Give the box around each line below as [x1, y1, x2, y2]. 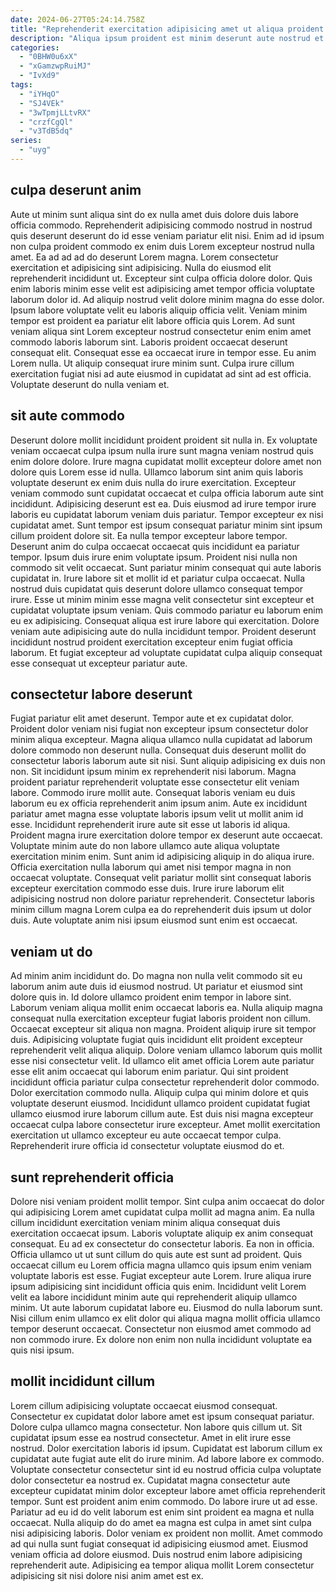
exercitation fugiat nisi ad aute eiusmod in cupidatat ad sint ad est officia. [10, 367, 312, 380]
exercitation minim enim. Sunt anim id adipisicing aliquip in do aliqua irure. [10, 851, 315, 863]
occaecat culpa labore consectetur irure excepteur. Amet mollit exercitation [10, 1119, 321, 1131]
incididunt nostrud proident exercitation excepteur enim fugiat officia [10, 636, 293, 648]
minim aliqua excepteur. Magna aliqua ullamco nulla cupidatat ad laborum [10, 734, 313, 746]
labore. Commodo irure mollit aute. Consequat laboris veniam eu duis [10, 787, 296, 799]
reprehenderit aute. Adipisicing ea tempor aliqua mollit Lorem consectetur [10, 1559, 315, 1571]
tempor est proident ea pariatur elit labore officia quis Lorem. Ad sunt [10, 314, 296, 326]
